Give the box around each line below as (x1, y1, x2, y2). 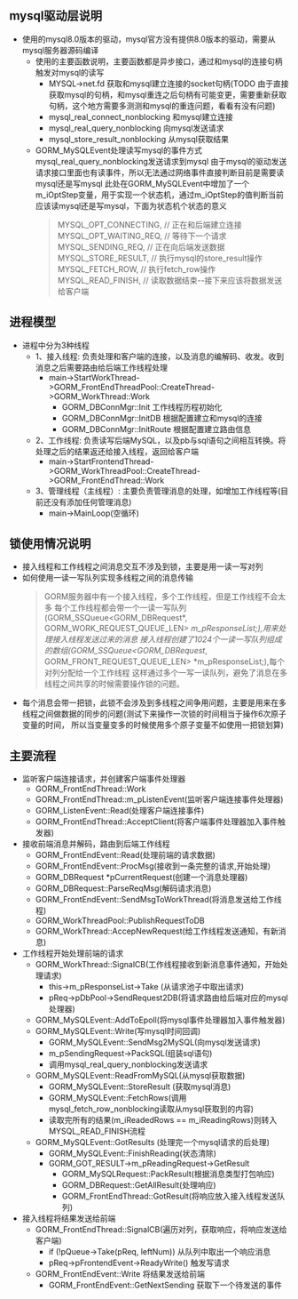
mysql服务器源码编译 (21, 44, 99, 55)
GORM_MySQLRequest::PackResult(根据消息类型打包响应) (61, 1168, 275, 1180)
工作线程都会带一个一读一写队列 (69, 603, 187, 613)
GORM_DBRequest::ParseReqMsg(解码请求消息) (35, 883, 212, 894)
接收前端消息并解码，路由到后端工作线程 (21, 838, 170, 849)
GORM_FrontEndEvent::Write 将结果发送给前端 (35, 1269, 206, 1279)
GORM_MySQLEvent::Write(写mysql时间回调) (35, 1026, 201, 1037)
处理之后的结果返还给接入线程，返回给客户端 (35, 445, 200, 456)
